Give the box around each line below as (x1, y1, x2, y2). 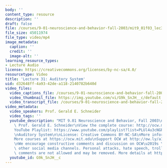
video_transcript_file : (9, 100, 59, 105)
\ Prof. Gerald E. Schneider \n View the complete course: (14, 123, 135, 128)
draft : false (5, 21, 32, 26)
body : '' (5, 7, 23, 12)
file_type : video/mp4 (5, 35, 50, 40)
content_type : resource (5, 12, 55, 17)
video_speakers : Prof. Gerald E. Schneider (9, 109, 101, 114)
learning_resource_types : (5, 58, 59, 63)
